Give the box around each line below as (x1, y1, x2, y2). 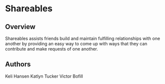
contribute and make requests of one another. (5, 46, 99, 52)
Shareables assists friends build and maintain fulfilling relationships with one (5, 35, 160, 41)
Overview (5, 23, 36, 31)
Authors (5, 60, 31, 69)
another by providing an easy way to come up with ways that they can (5, 41, 148, 47)
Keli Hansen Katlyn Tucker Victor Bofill (5, 73, 83, 79)
